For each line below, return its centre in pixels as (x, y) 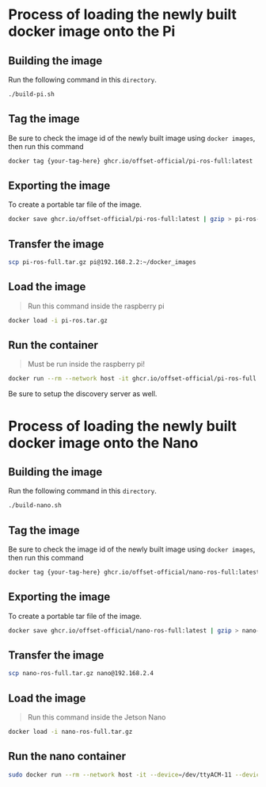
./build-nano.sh (35, 506)
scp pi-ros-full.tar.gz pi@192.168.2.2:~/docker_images (102, 262)
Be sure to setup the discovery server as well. (83, 394)
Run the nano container (67, 756)
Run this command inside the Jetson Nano (97, 717)
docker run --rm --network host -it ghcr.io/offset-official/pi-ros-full (133, 379)
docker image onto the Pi (92, 31)
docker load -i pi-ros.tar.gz (58, 320)
